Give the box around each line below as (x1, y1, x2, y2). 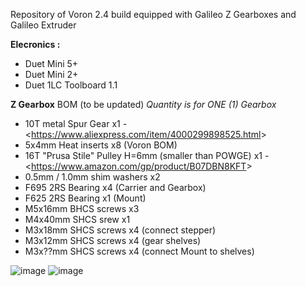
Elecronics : (10, 39, 61, 50)
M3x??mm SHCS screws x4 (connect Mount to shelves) (24, 245, 255, 257)
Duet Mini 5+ (24, 58, 79, 69)
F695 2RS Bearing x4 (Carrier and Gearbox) (24, 182, 207, 193)
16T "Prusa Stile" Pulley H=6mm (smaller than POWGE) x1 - (24, 150, 270, 161)
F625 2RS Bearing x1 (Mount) (24, 192, 147, 204)
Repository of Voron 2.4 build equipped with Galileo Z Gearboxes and (10, 9, 297, 20)
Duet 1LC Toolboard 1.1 (24, 79, 118, 91)
